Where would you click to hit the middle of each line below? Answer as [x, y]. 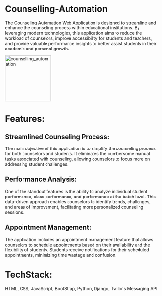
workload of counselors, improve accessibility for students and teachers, [79, 38]
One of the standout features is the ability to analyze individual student [76, 191]
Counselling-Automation [56, 9]
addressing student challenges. [37, 164]
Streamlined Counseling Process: [57, 136]
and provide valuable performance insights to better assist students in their [81, 43]
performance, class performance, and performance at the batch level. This [80, 197]
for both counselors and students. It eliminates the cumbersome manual [78, 153]
